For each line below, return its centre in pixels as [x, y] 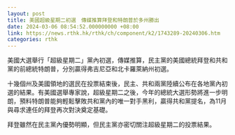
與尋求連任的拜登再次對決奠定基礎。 [59, 110]
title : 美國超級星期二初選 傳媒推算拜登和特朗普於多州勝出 [83, 20]
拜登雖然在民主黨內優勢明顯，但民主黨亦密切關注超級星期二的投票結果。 [111, 125]
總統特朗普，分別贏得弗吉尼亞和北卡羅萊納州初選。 [99, 69]
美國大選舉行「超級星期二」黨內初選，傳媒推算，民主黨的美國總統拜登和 [111, 61]
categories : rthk [33, 40]
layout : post [26, 14]
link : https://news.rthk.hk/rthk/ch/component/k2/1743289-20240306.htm [114, 33]
